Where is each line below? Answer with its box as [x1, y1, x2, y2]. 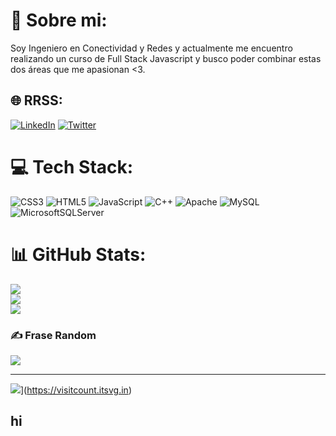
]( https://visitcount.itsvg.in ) [20, 384, 132, 396]
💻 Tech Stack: [10, 155, 134, 178]
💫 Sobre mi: [10, 9, 108, 32]
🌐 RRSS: [10, 92, 63, 109]
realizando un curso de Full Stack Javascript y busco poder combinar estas [10, 52, 322, 64]
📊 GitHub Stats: [10, 243, 147, 266]
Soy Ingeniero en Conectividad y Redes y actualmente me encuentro [10, 42, 293, 54]
